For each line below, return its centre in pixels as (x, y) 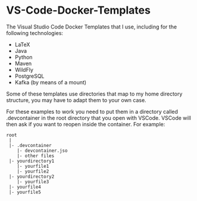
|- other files (36, 156)
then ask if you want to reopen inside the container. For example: (86, 124)
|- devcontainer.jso (42, 151)
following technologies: (35, 33)
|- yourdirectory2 (32, 176)
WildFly (24, 69)
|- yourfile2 (33, 171)
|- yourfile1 (33, 166)
